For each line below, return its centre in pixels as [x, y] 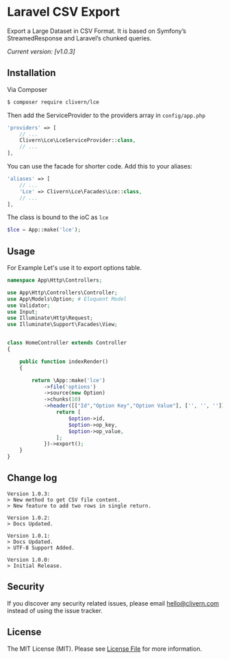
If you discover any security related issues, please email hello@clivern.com [113, 603]
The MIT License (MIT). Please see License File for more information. [104, 649]
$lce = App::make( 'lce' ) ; [44, 230]
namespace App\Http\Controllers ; [55, 281]
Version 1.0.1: [29, 536]
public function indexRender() [64, 361]
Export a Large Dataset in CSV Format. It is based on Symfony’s [97, 31]
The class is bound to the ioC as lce [58, 217]
